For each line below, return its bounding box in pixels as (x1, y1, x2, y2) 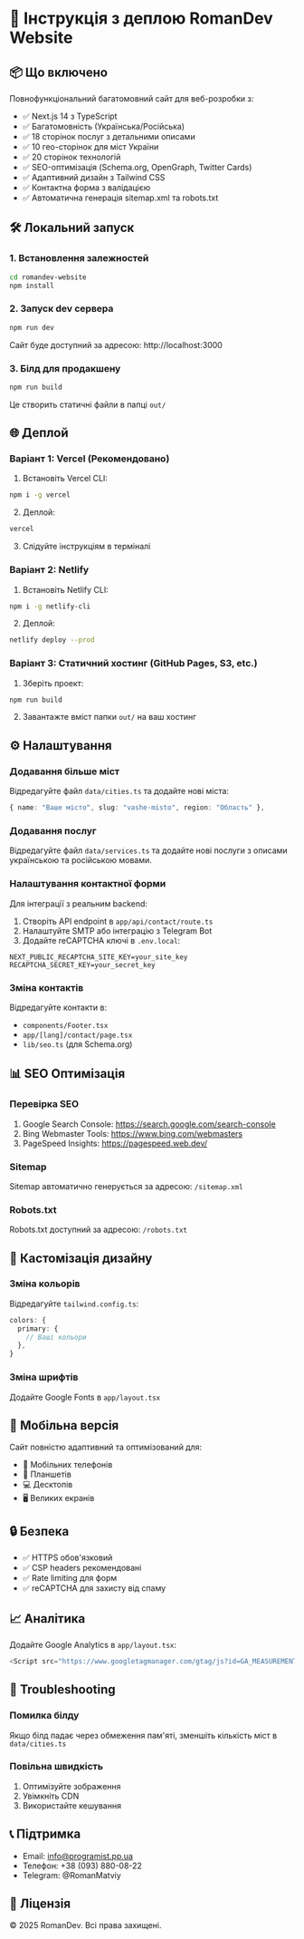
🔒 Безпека (9, 1523, 70, 1539)
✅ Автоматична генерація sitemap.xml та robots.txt (22, 192, 219, 203)
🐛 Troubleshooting (9, 1682, 116, 1698)
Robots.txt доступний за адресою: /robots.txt (9, 1224, 188, 1236)
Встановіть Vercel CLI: (22, 473, 109, 484)
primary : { (17, 1323, 59, 1333)
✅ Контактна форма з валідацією (22, 182, 151, 193)
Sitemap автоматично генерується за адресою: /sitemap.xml (9, 1180, 243, 1191)
